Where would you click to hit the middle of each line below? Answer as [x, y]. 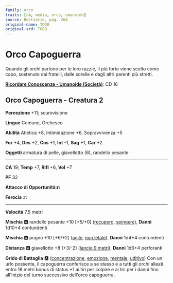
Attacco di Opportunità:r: [33, 187]
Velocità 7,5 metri [24, 212]
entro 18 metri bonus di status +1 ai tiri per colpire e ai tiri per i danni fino [82, 269]
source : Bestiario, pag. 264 [37, 20]
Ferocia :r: [16, 197]
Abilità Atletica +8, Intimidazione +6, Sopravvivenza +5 [64, 133]
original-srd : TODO [26, 29]
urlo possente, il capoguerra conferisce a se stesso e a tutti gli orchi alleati [84, 264]
